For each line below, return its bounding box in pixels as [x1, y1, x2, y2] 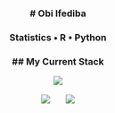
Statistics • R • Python [9, 30, 107, 43]
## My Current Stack [12, 55, 104, 67]
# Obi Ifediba [29, 7, 86, 20]
